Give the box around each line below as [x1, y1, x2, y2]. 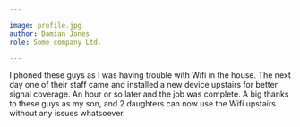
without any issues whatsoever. [9, 108, 125, 119]
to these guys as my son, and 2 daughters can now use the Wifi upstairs [9, 98, 276, 109]
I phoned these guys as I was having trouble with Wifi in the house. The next [9, 70, 291, 80]
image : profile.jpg [9, 21, 82, 30]
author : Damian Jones [9, 29, 90, 38]
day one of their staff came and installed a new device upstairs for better [9, 80, 279, 90]
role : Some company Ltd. [9, 38, 102, 47]
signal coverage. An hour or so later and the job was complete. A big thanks [9, 89, 289, 99]
